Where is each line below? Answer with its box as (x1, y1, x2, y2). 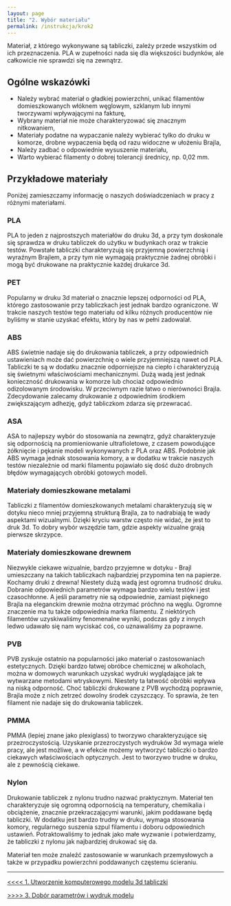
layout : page (7, 10, 45, 17)
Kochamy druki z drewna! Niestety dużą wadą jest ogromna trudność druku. (7, 578, 223, 586)
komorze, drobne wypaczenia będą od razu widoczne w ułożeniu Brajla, (16, 138, 221, 147)
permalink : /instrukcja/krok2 (7, 23, 94, 30)
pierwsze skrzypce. (7, 530, 63, 539)
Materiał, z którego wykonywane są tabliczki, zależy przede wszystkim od (7, 42, 217, 50)
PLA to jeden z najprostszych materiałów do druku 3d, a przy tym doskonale (7, 231, 223, 239)
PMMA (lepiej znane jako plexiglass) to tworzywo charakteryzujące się (7, 731, 208, 740)
